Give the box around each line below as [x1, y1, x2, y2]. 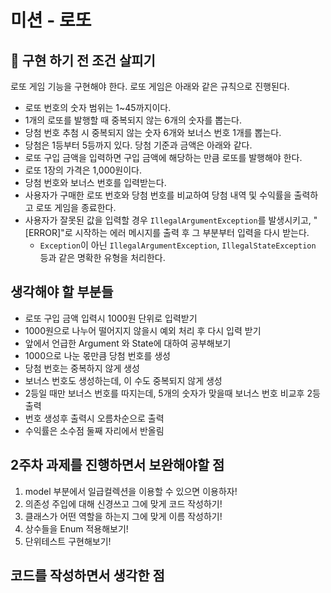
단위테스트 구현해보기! [24, 535, 112, 547]
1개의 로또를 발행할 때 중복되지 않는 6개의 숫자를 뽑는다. [24, 114, 242, 126]
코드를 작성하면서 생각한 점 [10, 567, 165, 585]
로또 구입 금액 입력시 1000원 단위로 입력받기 [24, 312, 198, 324]
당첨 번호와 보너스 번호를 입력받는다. [24, 177, 167, 188]
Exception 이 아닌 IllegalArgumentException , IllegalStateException [39, 239, 317, 251]
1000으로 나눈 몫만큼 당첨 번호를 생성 [24, 349, 171, 361]
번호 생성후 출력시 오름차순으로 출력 [24, 412, 165, 424]
